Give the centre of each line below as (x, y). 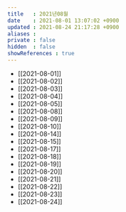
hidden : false (31, 47)
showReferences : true (41, 54)
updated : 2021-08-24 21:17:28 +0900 (63, 27)
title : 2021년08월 (38, 14)
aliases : (22, 34)
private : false (31, 40)
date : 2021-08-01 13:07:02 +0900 (63, 21)
